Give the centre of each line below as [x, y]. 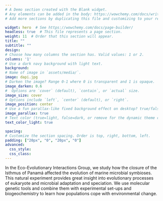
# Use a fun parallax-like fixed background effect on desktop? [71, 109]
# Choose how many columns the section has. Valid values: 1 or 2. [75, 55]
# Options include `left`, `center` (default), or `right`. [67, 100]
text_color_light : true [29, 122]
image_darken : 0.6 [24, 86]
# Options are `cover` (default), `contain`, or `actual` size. [72, 91]
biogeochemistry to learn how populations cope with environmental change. [81, 193]
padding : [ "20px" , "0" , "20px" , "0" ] [43, 140]
